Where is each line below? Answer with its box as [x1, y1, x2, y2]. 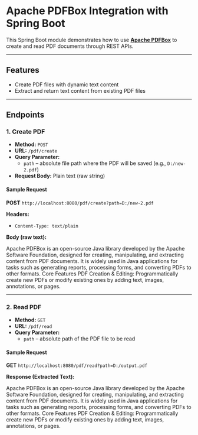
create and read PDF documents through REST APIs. [6, 43, 134, 50]
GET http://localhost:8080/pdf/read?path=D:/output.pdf [6, 362, 148, 369]
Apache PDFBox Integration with [6, 4, 169, 18]
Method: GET [14, 316, 46, 323]
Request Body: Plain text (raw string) [14, 173, 105, 180]
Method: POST [14, 141, 48, 148]
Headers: [6, 210, 29, 218]
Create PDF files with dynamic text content [14, 81, 119, 88]
